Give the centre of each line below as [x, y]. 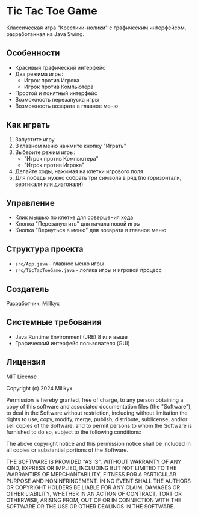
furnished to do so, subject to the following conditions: [74, 432]
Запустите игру [35, 139]
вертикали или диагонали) [49, 184]
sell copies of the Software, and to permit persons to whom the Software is [99, 425]
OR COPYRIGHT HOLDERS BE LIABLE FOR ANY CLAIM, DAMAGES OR [93, 487]
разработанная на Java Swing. [45, 34]
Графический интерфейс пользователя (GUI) [73, 343]
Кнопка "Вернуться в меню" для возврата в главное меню [91, 230]
